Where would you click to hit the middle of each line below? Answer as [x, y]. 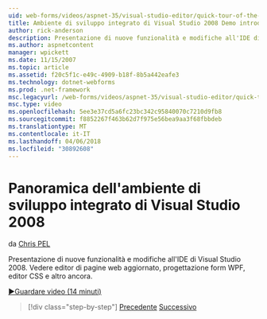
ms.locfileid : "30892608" [51, 149]
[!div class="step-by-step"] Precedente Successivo [112, 307]
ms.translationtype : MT [48, 126]
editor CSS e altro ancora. [50, 276]
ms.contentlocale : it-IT [49, 134]
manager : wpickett [39, 53]
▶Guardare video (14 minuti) [55, 292]
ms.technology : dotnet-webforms [62, 82]
